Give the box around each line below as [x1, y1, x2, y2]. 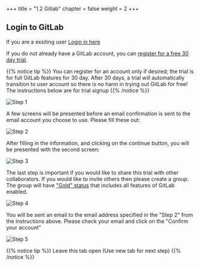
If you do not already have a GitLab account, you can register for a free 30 [6, 50, 189, 57]
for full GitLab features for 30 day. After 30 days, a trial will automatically [6, 74, 185, 81]
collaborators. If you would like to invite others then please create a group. [6, 175, 189, 182]
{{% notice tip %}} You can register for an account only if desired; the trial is [6, 68, 194, 75]
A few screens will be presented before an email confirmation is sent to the [6, 110, 191, 117]
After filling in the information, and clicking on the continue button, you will [6, 139, 189, 146]
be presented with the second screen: [6, 146, 100, 153]
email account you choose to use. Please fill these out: [6, 116, 140, 123]
